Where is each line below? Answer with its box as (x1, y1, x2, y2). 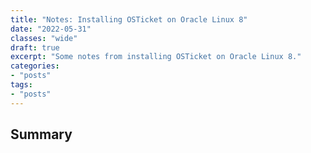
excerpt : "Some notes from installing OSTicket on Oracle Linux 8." (10, 52, 302, 62)
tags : (10, 80, 33, 90)
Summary (10, 126, 73, 143)
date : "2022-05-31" (10, 24, 92, 34)
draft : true (10, 42, 60, 53)
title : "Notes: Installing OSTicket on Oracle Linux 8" (10, 14, 248, 25)
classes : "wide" (10, 33, 78, 43)
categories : (10, 61, 60, 71)
